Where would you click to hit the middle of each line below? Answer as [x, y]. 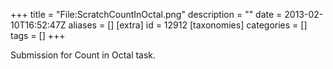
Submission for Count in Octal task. [83, 55]
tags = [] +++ [38, 35]
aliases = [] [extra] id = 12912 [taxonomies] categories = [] [188, 25]
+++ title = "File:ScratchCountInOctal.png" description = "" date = [146, 14]
